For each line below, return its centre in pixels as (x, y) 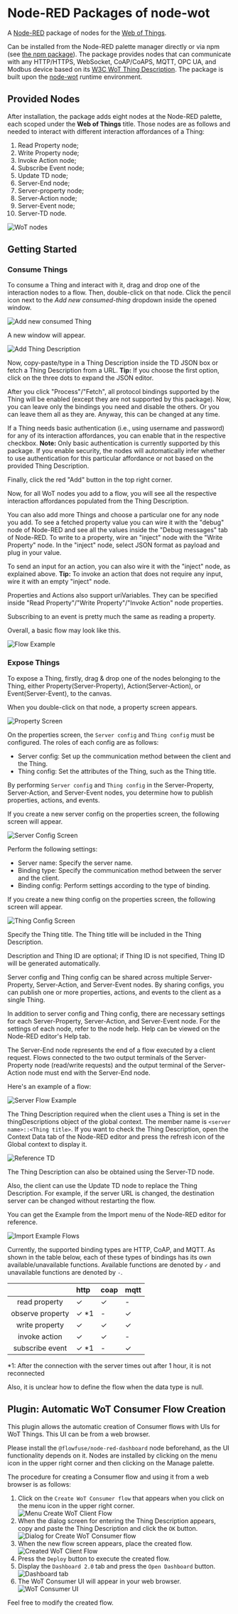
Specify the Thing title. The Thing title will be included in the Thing (104, 934)
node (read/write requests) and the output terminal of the (118, 1065)
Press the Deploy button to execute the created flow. (94, 1559)
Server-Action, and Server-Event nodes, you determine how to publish (110, 792)
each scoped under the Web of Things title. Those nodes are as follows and (119, 124)
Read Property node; (48, 145)
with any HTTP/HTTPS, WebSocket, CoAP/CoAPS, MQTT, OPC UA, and (112, 61)
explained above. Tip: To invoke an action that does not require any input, (115, 574)
